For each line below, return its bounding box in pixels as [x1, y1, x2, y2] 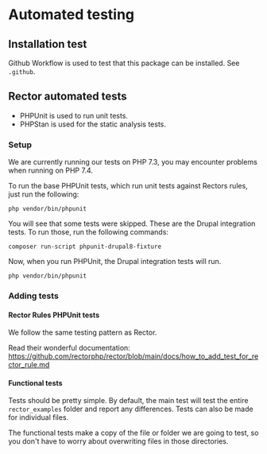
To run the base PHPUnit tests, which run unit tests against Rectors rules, [8, 181, 248, 191]
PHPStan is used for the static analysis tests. [19, 119, 167, 129]
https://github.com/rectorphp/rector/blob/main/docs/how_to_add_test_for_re [8, 351, 259, 361]
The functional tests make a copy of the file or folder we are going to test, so [8, 428, 259, 438]
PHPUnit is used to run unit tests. [19, 111, 129, 120]
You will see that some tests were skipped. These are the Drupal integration [8, 219, 256, 228]
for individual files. [8, 413, 69, 422]
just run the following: [8, 189, 79, 200]
